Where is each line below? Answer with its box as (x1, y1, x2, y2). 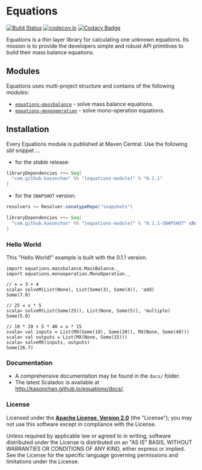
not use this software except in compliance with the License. (6, 421, 156, 428)
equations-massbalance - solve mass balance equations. (14, 100, 154, 107)
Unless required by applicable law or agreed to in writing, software (6, 432, 171, 439)
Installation (6, 124, 49, 135)
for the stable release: (14, 158, 70, 165)
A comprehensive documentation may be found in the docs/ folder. (14, 372, 180, 379)
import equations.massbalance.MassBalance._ (6, 265, 120, 272)
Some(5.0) (6, 313, 31, 319)
